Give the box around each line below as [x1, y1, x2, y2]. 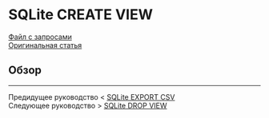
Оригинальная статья [8, 40, 82, 49]
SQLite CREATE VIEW [8, 6, 154, 24]
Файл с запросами [8, 32, 72, 41]
